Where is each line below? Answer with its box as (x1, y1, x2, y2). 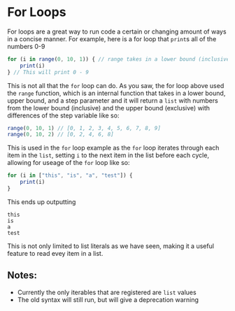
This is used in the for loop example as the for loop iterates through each (7, 144, 220, 152)
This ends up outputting (7, 197, 76, 206)
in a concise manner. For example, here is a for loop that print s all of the (7, 34, 217, 43)
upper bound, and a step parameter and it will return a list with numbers (7, 96, 218, 105)
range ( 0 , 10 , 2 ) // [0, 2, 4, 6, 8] (7, 131, 114, 138)
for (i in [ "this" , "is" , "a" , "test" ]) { (7, 172, 133, 179)
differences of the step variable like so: (7, 111, 120, 120)
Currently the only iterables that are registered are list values (17, 288, 197, 296)
